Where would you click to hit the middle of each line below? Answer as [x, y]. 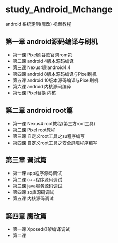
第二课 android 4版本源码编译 [43, 61]
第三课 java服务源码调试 [37, 186]
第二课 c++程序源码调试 [37, 180]
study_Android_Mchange [59, 9]
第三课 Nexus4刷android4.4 [41, 67]
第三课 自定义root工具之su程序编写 [48, 136]
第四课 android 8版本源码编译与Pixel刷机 [54, 74]
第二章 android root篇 [39, 110]
